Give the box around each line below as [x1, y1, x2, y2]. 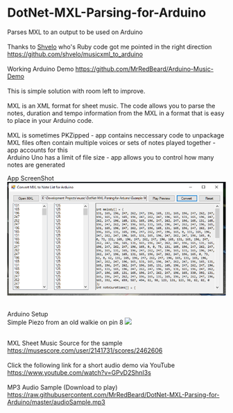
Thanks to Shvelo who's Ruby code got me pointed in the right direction [7, 42, 212, 51]
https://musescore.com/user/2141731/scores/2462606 [7, 346, 163, 355]
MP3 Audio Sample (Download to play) [7, 383, 118, 391]
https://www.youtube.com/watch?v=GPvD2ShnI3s [7, 368, 151, 376]
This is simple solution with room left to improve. [7, 87, 146, 95]
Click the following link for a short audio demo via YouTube [7, 361, 175, 369]
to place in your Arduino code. [7, 116, 94, 124]
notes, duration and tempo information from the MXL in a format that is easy [7, 109, 225, 117]
